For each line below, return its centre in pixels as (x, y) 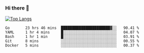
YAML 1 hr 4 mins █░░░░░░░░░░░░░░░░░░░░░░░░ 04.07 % (72, 32)
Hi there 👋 (17, 8)
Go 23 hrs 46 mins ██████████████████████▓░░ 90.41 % (72, 28)
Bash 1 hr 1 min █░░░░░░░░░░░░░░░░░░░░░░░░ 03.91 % (72, 37)
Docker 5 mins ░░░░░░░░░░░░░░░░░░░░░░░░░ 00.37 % (72, 45)
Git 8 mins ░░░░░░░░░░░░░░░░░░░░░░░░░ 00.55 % (72, 41)
